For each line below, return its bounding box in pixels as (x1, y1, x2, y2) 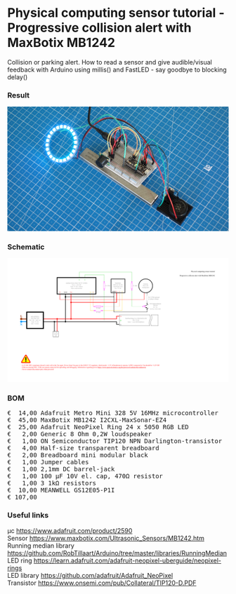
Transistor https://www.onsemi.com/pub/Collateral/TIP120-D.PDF (7, 579, 197, 587)
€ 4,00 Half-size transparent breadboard (7, 444, 159, 452)
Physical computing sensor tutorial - (7, 5, 225, 21)
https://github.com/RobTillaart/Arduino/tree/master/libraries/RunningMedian (7, 548, 227, 557)
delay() (7, 72, 28, 81)
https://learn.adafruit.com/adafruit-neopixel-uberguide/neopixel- (33, 556, 222, 565)
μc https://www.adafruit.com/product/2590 (7, 526, 133, 534)
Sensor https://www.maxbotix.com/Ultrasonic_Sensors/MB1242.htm (7, 534, 205, 542)
